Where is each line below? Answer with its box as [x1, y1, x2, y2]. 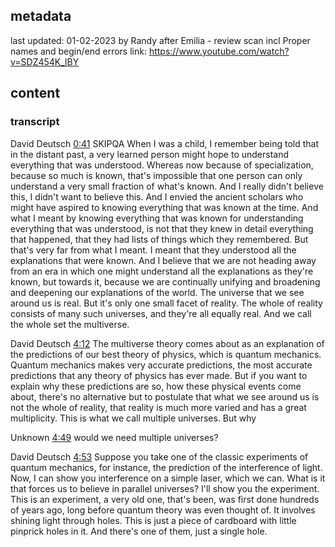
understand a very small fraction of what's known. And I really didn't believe [10, 180, 324, 192]
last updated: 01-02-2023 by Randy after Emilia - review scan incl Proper [10, 34, 311, 46]
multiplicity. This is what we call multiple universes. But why [10, 412, 257, 424]
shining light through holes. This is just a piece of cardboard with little [10, 514, 297, 526]
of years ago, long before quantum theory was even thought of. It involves [10, 504, 316, 516]
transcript [10, 115, 60, 129]
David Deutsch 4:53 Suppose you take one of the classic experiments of [10, 450, 309, 463]
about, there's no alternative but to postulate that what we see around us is [10, 390, 320, 403]
